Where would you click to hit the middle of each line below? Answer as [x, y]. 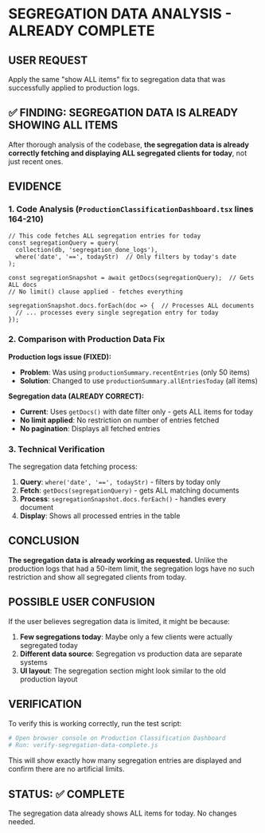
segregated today [49, 645]
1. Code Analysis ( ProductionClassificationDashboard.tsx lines [131, 210]
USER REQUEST [48, 60]
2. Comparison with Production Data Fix [87, 340]
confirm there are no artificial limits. [66, 769]
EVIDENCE [35, 187]
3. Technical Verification [57, 449]
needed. [22, 822]
